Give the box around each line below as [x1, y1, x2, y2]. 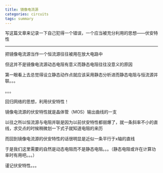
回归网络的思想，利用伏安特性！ [5, 98, 69, 105]
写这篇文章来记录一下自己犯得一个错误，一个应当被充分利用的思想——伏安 [5, 30, 154, 36]
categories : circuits [5, 12, 49, 17]
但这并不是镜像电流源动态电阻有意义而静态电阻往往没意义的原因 [5, 61, 132, 67]
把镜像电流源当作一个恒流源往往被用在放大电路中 [5, 51, 103, 57]
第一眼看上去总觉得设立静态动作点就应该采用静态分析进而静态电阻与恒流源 [5, 72, 154, 78]
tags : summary [5, 16, 34, 21]
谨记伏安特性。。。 [5, 163, 39, 169]
